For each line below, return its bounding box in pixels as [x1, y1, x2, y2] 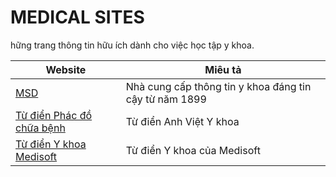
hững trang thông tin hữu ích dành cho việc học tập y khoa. [10, 39, 255, 51]
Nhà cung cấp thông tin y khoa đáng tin [125, 79, 312, 93]
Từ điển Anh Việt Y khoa [125, 114, 240, 128]
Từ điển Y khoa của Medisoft [125, 143, 261, 157]
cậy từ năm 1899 [125, 92, 207, 106]
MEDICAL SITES [10, 6, 145, 29]
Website [45, 62, 87, 76]
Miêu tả [204, 62, 242, 76]
